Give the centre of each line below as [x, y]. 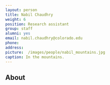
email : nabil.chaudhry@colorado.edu [44, 38]
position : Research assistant [37, 24]
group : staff [19, 29]
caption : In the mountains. [35, 57]
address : [14, 48]
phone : [12, 43]
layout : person [21, 10]
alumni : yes [18, 33]
